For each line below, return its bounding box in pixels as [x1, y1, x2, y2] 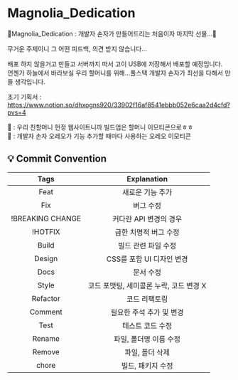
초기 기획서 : [7, 93, 42, 101]
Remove [32, 347, 60, 357]
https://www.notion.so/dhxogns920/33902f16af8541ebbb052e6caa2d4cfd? [7, 100, 231, 109]
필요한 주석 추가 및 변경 [110, 307, 184, 317]
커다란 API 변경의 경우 [112, 213, 183, 223]
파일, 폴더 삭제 [124, 347, 171, 357]
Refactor [31, 293, 60, 303]
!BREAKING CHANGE [11, 213, 82, 223]
